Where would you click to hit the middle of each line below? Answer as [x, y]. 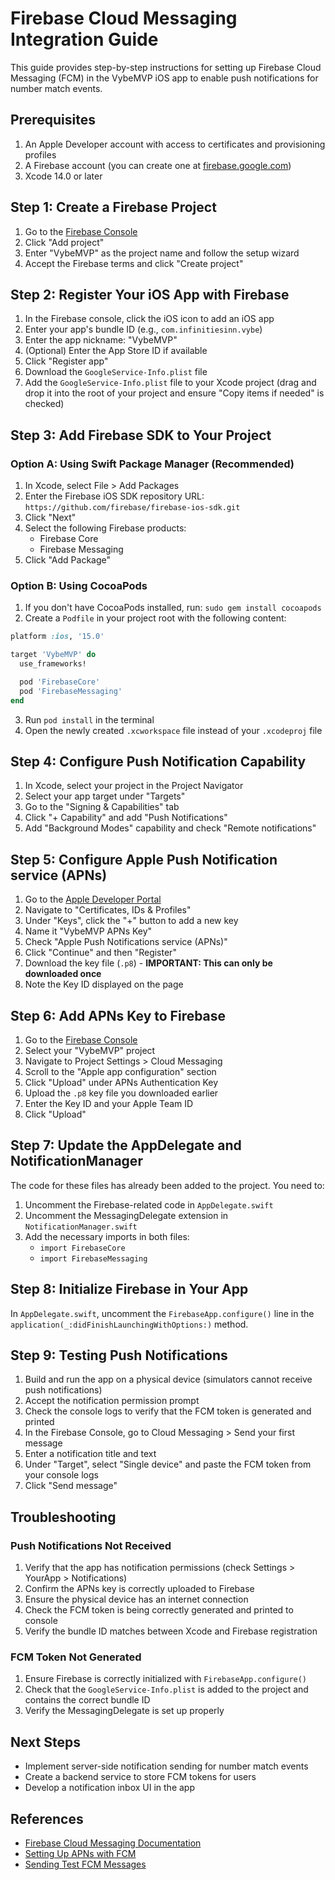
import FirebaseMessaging [93, 1258]
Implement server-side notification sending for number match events [166, 1766]
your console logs [61, 1475]
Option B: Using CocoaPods [79, 585]
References [47, 1818]
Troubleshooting [63, 1517]
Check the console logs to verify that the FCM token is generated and [168, 1411]
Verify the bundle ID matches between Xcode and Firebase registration [171, 1631]
